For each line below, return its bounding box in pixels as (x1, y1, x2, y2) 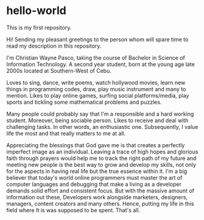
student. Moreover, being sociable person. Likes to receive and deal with (6, 117, 189, 124)
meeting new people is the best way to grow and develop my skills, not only (6, 161, 197, 168)
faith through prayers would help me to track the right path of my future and (6, 154, 197, 162)
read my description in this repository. (6, 42, 102, 50)
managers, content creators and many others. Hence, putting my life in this (6, 200, 194, 207)
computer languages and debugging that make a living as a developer (6, 180, 181, 188)
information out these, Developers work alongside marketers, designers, (6, 193, 188, 200)
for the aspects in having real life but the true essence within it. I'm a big (6, 167, 188, 175)
